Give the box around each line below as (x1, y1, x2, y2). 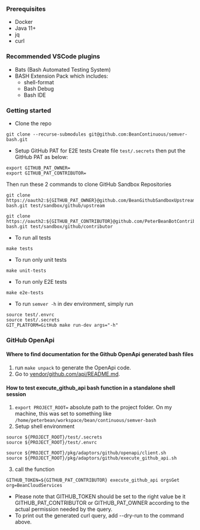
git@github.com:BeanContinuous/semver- (88, 131, 187, 137)
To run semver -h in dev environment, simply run (14, 300, 134, 307)
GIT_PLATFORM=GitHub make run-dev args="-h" (6, 322, 118, 328)
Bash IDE (23, 91, 46, 99)
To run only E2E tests (14, 278, 67, 285)
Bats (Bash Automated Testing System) (14, 66, 111, 73)
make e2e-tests (6, 289, 44, 296)
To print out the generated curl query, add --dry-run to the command (14, 512, 185, 519)
